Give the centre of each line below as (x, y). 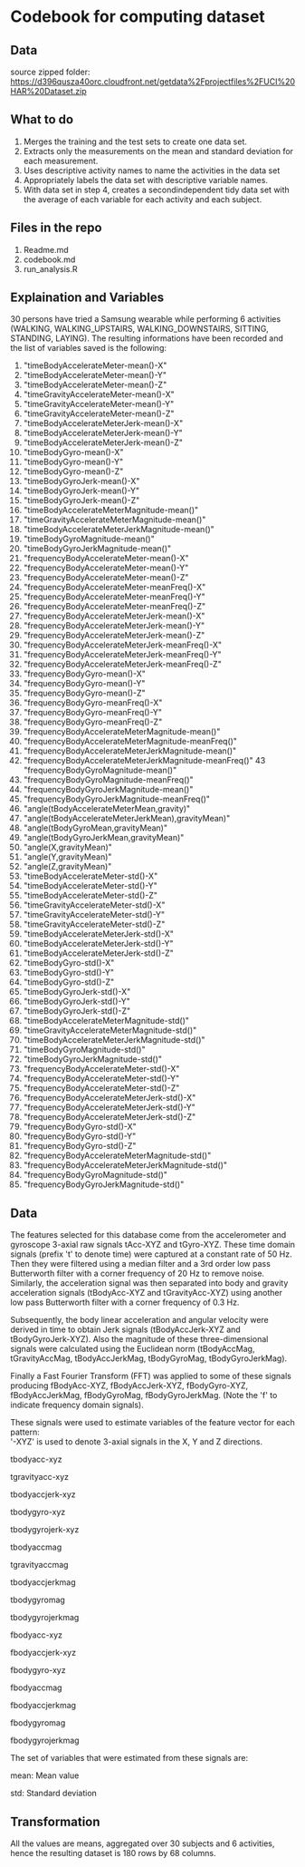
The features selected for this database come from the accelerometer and (148, 1235)
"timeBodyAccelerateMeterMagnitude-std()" (106, 1021)
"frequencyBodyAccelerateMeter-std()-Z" (101, 1088)
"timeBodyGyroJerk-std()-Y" (76, 1002)
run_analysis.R (50, 268)
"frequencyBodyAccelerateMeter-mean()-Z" (106, 578)
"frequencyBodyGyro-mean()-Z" (84, 693)
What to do (42, 120)
